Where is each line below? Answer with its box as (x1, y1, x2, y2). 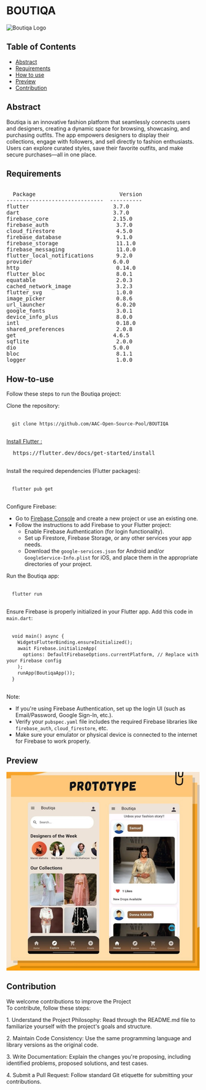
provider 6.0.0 (6, 258, 130, 266)
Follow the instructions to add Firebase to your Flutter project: (15, 521, 172, 529)
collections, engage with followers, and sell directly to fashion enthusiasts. (6, 137, 194, 145)
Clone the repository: (6, 402, 60, 410)
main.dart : (6, 615, 33, 622)
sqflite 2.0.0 (6, 338, 133, 345)
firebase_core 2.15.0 (6, 215, 133, 223)
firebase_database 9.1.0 (6, 234, 133, 241)
